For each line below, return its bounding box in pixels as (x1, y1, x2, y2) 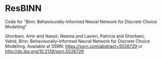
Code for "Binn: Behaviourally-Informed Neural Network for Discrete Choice (5, 19, 157, 24)
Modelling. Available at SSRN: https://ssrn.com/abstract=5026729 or (5, 43, 143, 49)
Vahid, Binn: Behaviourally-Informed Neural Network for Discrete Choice (5, 38, 150, 44)
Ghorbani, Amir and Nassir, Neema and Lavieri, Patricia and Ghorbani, (5, 33, 145, 39)
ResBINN (5, 3, 42, 14)
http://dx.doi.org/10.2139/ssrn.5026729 (5, 48, 84, 54)
